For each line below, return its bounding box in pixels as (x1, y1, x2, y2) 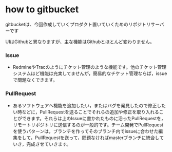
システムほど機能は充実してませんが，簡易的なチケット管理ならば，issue (12, 70, 167, 77)
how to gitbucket (5, 4, 79, 15)
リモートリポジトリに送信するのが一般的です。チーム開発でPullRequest (12, 122, 163, 128)
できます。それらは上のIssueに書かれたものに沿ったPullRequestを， (22, 115, 166, 121)
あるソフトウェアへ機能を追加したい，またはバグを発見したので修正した (12, 102, 166, 108)
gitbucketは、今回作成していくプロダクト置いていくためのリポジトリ (5, 21, 151, 27)
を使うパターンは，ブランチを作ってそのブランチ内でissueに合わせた (12, 128, 159, 134)
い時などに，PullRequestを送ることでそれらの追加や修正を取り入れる (12, 109, 159, 115)
